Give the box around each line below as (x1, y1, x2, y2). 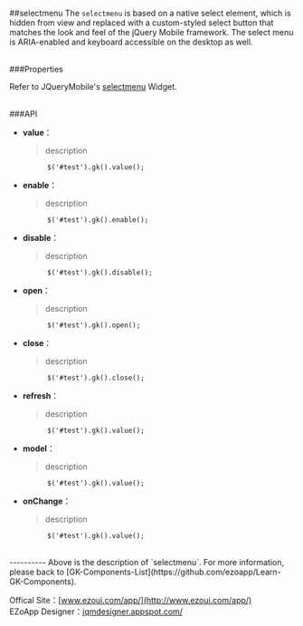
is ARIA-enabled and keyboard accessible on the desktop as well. (9, 36, 253, 47)
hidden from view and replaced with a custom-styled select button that (9, 17, 274, 28)
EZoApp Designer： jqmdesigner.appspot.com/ (9, 606, 184, 617)
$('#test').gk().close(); (46, 373, 145, 382)
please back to (9, 566, 65, 577)
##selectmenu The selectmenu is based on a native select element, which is (9, 8, 291, 18)
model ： (22, 443, 56, 454)
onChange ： (22, 496, 71, 506)
